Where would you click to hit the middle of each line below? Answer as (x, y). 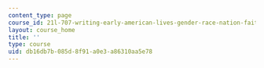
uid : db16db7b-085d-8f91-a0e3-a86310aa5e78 (81, 52)
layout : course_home (42, 30)
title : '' (24, 37)
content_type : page (40, 15)
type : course (29, 45)
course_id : (26, 23)
